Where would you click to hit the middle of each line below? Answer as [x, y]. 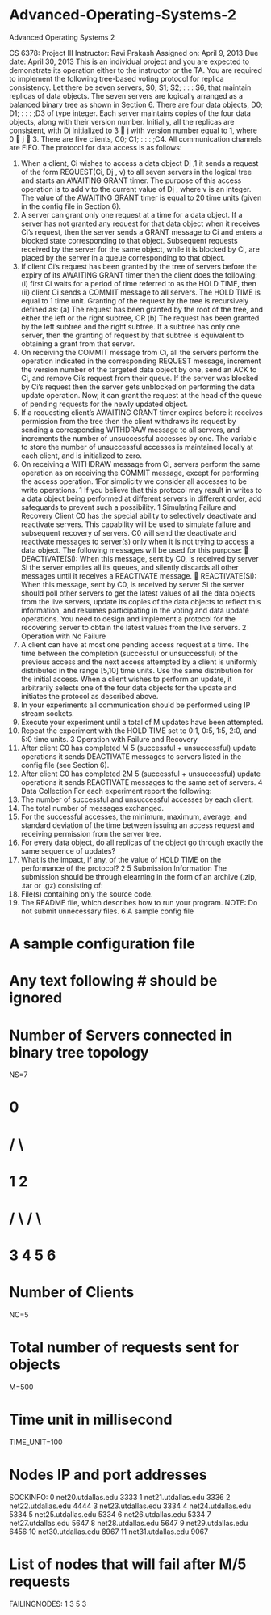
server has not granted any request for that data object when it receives [140, 223]
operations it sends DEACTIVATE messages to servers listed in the [131, 756]
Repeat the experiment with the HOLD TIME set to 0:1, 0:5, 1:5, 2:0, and [139, 731]
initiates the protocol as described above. [90, 696]
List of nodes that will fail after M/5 [128, 1564]
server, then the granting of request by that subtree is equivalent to [132, 335]
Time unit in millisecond [91, 1420]
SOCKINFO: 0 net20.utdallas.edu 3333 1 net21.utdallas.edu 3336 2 [120, 1497]
